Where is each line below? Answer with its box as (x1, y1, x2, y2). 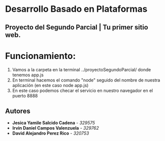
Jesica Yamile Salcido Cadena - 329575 (12, 120, 95, 126)
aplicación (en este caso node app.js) (12, 82, 89, 88)
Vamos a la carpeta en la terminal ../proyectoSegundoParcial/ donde (12, 66, 151, 72)
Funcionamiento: (5, 50, 76, 61)
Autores (5, 107, 31, 115)
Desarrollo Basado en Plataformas (5, 3, 148, 15)
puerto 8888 (12, 92, 38, 99)
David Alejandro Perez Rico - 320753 (12, 130, 90, 136)
